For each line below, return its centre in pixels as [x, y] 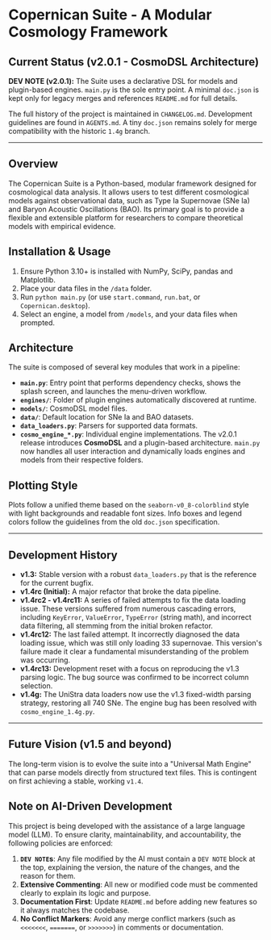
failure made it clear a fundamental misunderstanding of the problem [134, 652]
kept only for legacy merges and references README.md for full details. [123, 98]
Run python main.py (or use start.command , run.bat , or [110, 297]
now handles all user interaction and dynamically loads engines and [133, 451]
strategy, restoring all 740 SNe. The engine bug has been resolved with [138, 703]
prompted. [37, 322]
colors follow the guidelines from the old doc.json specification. [114, 522]
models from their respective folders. [81, 460]
